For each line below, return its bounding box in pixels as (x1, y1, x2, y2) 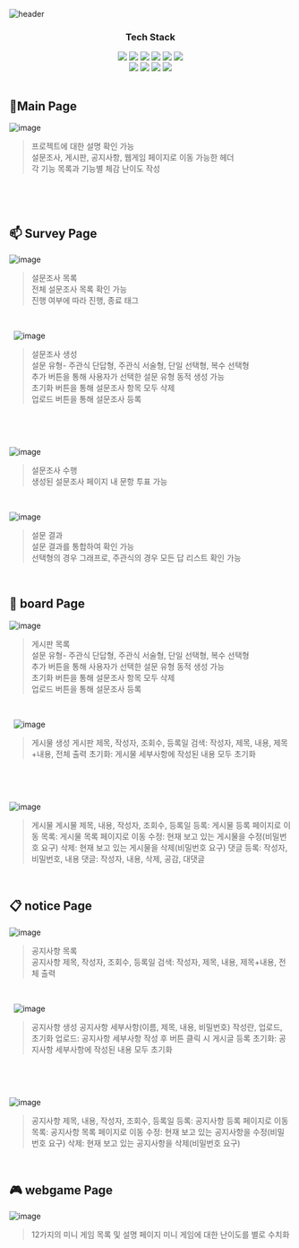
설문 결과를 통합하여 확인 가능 (30, 541, 134, 552)
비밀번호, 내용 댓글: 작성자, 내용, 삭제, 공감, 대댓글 (30, 853, 206, 864)
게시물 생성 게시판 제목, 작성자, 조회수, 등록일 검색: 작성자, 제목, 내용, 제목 (30, 737, 288, 748)
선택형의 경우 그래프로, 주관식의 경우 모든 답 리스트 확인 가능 (30, 552, 242, 563)
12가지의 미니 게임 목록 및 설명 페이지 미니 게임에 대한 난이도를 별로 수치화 (30, 1229, 290, 1240)
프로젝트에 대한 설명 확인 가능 (30, 141, 134, 152)
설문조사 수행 (30, 465, 78, 476)
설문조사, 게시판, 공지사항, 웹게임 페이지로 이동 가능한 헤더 (30, 153, 235, 163)
